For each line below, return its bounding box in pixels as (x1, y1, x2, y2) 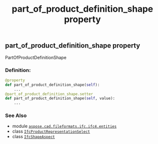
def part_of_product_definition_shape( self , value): (5, 96, 115, 101)
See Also (5, 112, 27, 119)
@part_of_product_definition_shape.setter (5, 92, 93, 96)
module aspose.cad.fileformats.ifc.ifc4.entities (12, 123, 117, 129)
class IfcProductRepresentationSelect (12, 128, 90, 134)
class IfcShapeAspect (12, 134, 55, 140)
